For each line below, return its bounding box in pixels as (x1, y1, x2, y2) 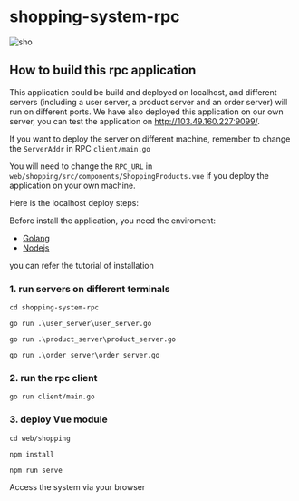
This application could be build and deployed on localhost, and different (9, 86, 278, 97)
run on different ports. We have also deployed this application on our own (9, 106, 284, 117)
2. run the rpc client (9, 371, 98, 384)
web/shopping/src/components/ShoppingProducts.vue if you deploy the (9, 170, 269, 181)
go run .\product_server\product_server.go (9, 335, 177, 344)
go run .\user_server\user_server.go (9, 319, 152, 329)
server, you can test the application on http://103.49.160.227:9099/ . (9, 115, 261, 126)
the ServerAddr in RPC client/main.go (9, 142, 151, 153)
